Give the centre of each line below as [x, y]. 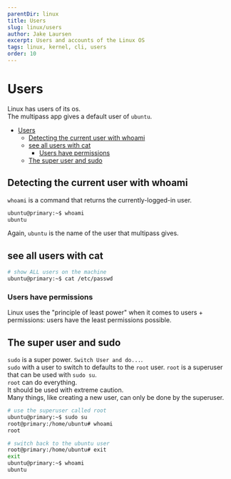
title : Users [27, 21]
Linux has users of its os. [44, 108]
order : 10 [22, 54]
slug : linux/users [35, 27]
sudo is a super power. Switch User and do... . [75, 360]
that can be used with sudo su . [52, 375]
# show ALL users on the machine [57, 272]
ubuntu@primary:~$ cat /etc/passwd [60, 279]
